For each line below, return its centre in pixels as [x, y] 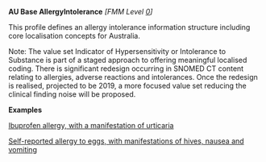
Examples [25, 110]
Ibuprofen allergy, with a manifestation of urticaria [91, 125]
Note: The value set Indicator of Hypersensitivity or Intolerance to [117, 51]
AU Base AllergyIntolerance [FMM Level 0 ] [81, 12]
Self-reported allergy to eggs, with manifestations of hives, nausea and [126, 141]
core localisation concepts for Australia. [75, 36]
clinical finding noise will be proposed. [72, 94]
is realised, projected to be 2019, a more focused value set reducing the [128, 85]
